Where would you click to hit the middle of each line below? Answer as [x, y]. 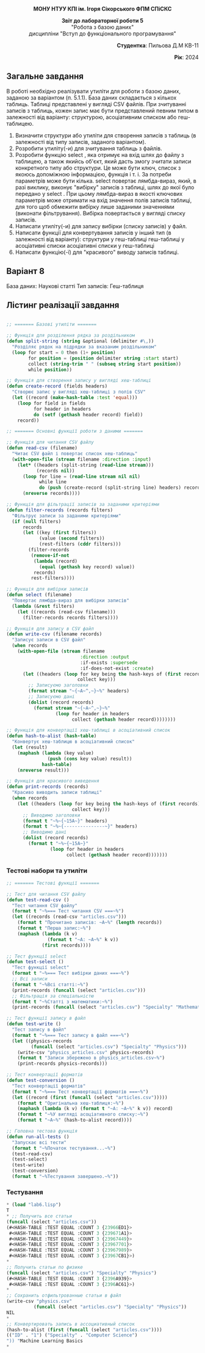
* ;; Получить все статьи [39, 1216]
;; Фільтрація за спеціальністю [53, 996]
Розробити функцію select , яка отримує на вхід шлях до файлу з [99, 154]
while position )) [50, 370]
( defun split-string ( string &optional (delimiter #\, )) [80, 341]
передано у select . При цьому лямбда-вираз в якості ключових [99, 193]
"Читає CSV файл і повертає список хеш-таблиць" [75, 454]
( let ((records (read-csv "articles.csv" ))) [69, 917]
